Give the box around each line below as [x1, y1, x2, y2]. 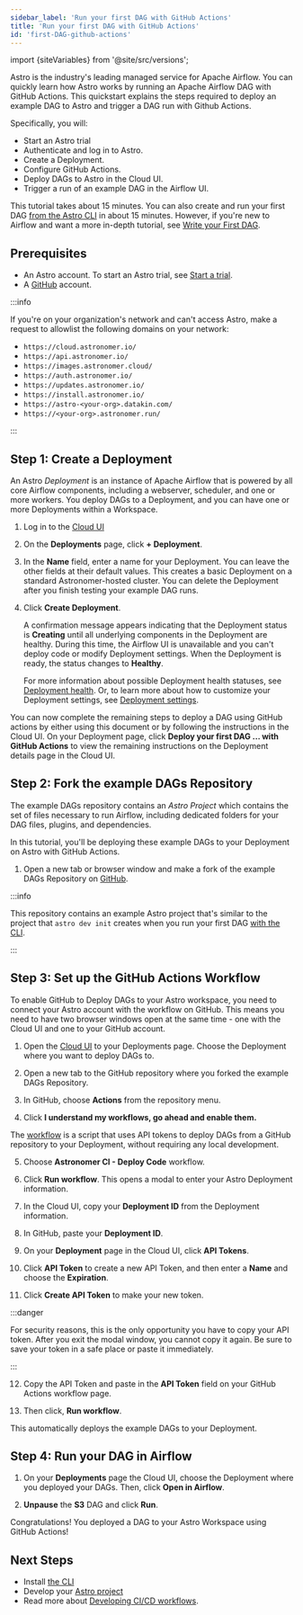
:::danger [10, 1307, 44, 1317]
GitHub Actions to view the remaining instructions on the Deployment [10, 741, 269, 751]
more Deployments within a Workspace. [10, 504, 158, 514]
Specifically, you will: [10, 118, 88, 129]
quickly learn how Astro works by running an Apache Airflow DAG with [10, 82, 272, 93]
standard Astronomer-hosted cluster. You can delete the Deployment [22, 576, 279, 585]
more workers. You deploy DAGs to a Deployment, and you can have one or [10, 495, 290, 504]
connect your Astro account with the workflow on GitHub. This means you [10, 1004, 285, 1014]
